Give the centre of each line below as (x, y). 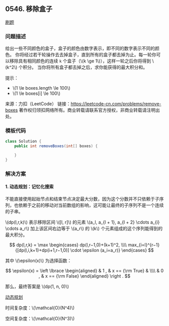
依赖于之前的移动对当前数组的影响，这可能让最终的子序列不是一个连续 (91, 205)
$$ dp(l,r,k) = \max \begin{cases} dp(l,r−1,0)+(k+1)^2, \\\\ (68, 245)
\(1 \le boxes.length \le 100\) (41, 88)
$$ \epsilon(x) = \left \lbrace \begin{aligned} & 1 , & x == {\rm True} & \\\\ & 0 (84, 271)
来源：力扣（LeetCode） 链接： (38, 104)
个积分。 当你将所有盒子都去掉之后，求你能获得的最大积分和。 (83, 68)
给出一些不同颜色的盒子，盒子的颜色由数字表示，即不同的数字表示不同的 (80, 48)
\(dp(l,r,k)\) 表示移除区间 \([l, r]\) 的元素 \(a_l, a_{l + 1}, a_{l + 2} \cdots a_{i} (82, 222)
